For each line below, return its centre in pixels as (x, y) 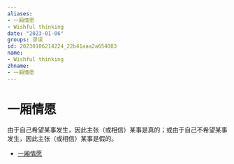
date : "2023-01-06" (36, 33)
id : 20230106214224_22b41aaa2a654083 (62, 46)
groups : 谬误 (25, 40)
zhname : (19, 66)
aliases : (20, 14)
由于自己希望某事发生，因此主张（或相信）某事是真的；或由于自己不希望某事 (117, 130)
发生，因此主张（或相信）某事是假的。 (62, 139)
